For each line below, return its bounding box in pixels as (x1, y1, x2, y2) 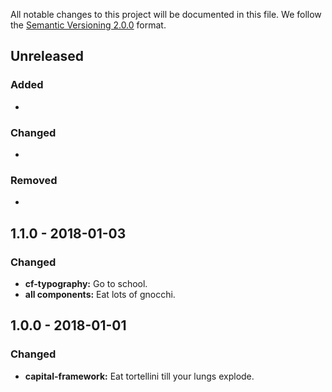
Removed (10, 173, 58, 187)
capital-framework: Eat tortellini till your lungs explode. (24, 370, 255, 382)
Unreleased (10, 48, 85, 65)
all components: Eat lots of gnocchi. (24, 288, 176, 300)
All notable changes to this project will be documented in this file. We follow (10, 9, 322, 20)
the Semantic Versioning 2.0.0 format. (10, 19, 167, 31)
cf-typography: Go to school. (24, 277, 148, 289)
